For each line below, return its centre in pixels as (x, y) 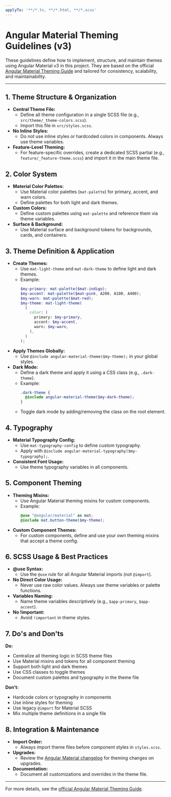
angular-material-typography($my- (101, 451)
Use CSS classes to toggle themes (49, 672)
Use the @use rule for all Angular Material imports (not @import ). (86, 574)
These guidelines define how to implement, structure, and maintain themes (84, 60)
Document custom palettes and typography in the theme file (76, 677)
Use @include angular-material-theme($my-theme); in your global (89, 356)
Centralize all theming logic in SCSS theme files (62, 656)
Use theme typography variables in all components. (74, 467)
